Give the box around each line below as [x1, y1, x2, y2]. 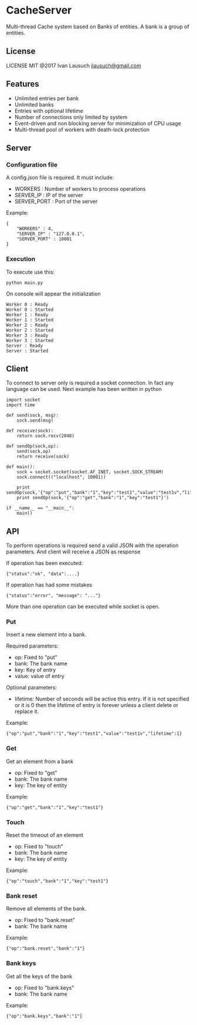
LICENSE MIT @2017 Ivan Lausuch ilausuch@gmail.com [6, 62, 142, 69]
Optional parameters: [6, 684, 57, 691]
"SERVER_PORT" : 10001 [16, 236, 72, 242]
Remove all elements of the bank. [6, 905, 87, 913]
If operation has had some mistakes [6, 581, 93, 589]
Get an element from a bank [6, 758, 74, 765]
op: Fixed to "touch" [14, 843, 63, 850]
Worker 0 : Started [6, 307, 54, 313]
